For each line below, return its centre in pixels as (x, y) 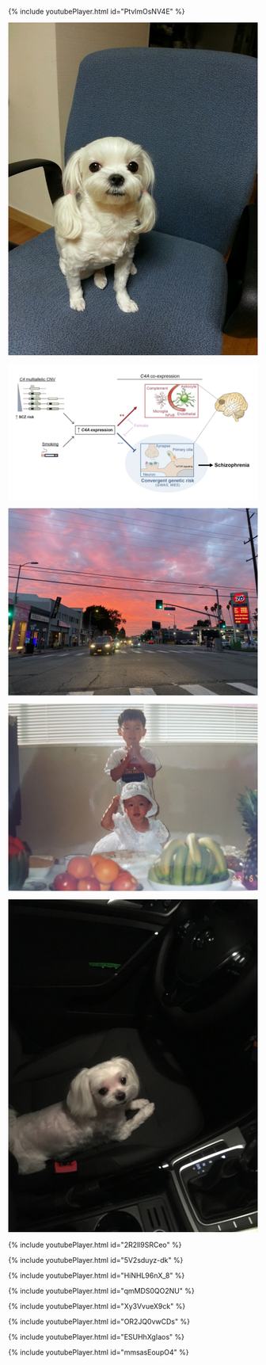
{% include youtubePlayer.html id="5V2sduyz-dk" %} (96, 1260)
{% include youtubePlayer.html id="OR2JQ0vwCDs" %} (99, 1321)
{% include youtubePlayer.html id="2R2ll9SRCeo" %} (95, 1245)
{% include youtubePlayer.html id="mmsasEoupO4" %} (99, 1352)
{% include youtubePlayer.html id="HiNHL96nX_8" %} (97, 1275)
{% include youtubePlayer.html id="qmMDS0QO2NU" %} (102, 1291)
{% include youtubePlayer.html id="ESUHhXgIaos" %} (96, 1336)
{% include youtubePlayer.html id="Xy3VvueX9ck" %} (97, 1306)
